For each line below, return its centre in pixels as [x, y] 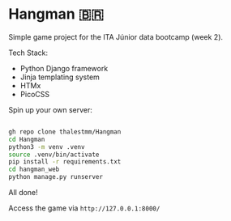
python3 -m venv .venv [47, 147]
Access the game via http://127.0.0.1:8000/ [84, 208]
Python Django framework [64, 68]
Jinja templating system [60, 77]
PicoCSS [35, 94]
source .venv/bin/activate [54, 155]
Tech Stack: [28, 53]
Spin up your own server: [51, 109]
